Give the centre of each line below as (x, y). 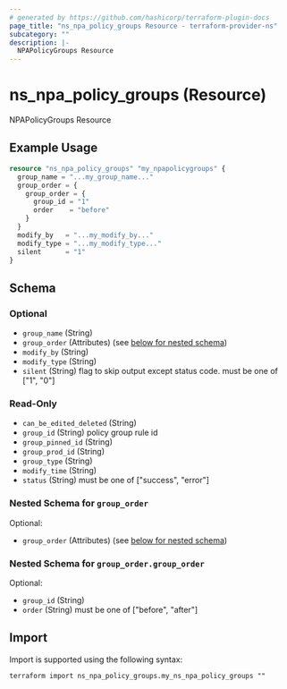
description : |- (39, 43)
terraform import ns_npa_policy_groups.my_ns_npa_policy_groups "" (138, 676)
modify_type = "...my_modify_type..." (90, 243)
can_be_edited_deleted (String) (79, 423)
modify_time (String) (59, 471)
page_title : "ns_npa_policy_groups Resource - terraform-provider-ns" (143, 26)
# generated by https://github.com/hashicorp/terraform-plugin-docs (139, 17)
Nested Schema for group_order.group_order (107, 563)
